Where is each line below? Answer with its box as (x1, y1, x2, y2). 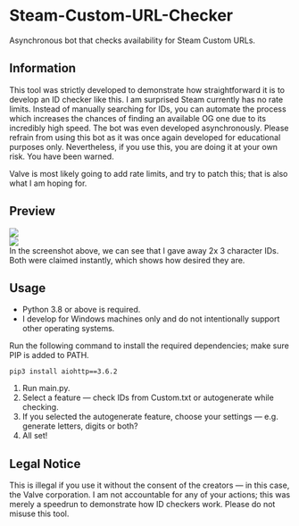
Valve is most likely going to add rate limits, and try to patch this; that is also (9, 168, 288, 179)
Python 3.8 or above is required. (21, 305, 141, 315)
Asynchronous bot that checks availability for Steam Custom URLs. (9, 35, 256, 46)
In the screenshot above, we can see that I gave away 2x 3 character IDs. (9, 245, 279, 255)
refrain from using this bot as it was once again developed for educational (9, 131, 281, 143)
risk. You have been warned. (9, 151, 114, 162)
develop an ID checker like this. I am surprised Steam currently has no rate (9, 94, 284, 104)
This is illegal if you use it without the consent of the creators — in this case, (9, 480, 290, 491)
